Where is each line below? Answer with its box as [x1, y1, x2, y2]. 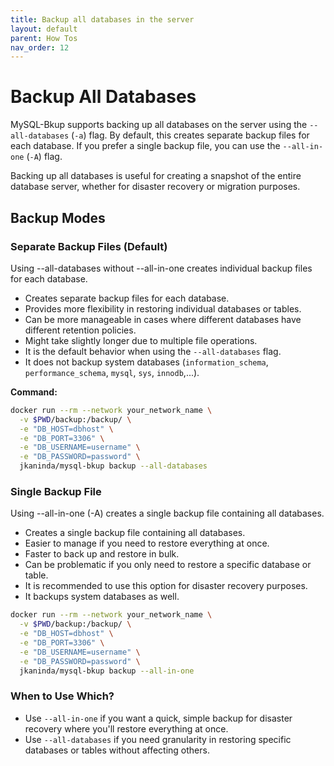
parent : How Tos [10, 33, 78, 43]
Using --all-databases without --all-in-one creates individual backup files [10, 262, 313, 274]
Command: [10, 386, 58, 398]
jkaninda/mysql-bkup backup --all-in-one [19, 666, 195, 676]
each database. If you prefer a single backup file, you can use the [10, 140, 281, 152]
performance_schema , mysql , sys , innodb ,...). [24, 366, 200, 378]
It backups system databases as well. [24, 591, 180, 603]
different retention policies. [24, 324, 137, 336]
